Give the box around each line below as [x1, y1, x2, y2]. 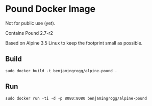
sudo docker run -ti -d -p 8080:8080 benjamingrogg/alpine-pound [5, 96, 147, 101]
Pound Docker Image [5, 3, 96, 15]
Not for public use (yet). [5, 20, 56, 26]
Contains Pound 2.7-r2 [5, 30, 54, 36]
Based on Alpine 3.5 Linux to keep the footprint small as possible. [5, 39, 143, 46]
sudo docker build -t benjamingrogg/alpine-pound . [5, 68, 117, 73]
